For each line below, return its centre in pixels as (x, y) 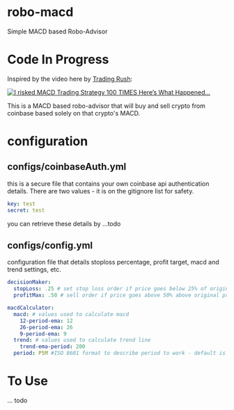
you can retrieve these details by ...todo (64, 223)
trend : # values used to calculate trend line (82, 340)
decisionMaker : (29, 283)
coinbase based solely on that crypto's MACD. (74, 113)
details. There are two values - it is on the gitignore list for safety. (101, 191)
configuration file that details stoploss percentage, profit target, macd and (113, 262)
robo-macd (40, 12)
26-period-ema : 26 (46, 327)
